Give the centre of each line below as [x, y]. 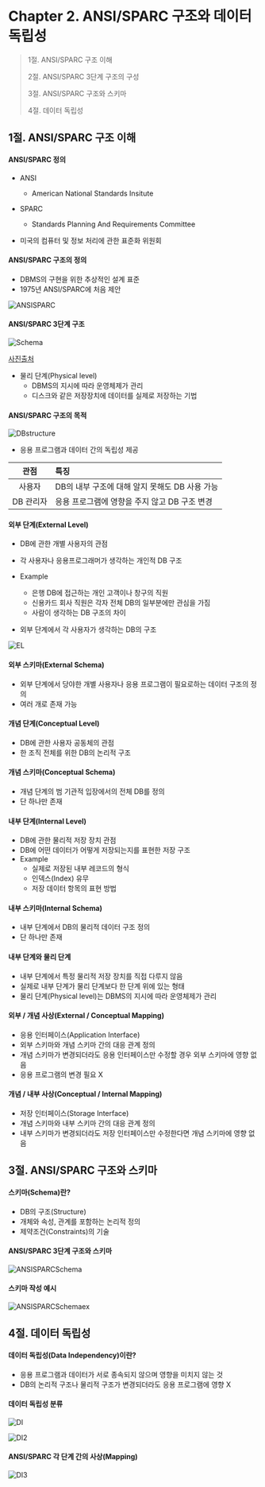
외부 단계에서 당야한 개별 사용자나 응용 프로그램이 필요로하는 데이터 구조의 [134, 683]
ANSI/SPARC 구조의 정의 [48, 260]
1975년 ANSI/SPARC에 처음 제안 [70, 289]
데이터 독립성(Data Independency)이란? [72, 1355]
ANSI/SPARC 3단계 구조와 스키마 [60, 1251]
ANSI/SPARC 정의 [37, 159]
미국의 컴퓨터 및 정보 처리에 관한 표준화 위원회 [90, 240]
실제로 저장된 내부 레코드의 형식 [80, 869]
